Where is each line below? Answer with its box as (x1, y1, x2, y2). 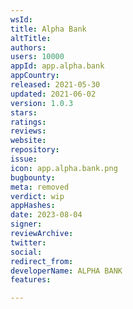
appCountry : (10, 71, 60, 81)
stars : (10, 107, 38, 118)
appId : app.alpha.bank (10, 61, 105, 71)
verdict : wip (10, 191, 65, 201)
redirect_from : (10, 256, 74, 266)
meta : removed (10, 182, 70, 192)
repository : (10, 145, 60, 155)
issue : (10, 154, 38, 164)
